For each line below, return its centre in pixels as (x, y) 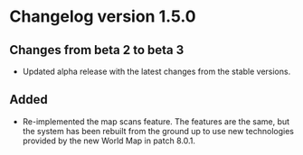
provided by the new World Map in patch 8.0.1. (109, 141)
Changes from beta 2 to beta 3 (97, 50)
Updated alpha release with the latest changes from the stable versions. (156, 71)
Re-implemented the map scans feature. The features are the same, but (156, 121)
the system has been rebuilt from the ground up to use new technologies (158, 131)
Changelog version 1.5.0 (103, 17)
